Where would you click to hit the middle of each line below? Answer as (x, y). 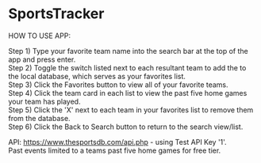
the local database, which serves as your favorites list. (97, 76)
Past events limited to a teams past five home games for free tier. (115, 150)
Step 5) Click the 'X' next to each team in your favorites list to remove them (131, 110)
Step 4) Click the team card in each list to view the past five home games (128, 93)
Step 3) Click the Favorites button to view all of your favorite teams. (118, 85)
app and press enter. (42, 59)
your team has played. (44, 101)
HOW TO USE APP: (40, 36)
